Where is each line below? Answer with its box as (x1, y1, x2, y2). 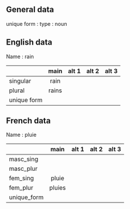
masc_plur (9, 164, 38, 173)
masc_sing (9, 155, 39, 163)
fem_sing (9, 174, 34, 183)
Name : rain (6, 53, 34, 60)
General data (6, 5, 54, 15)
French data (6, 116, 51, 126)
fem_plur (9, 184, 33, 192)
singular (9, 76, 31, 85)
